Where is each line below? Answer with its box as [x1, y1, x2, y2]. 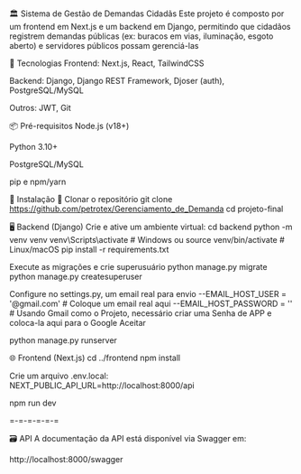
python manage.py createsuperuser [9, 271, 142, 282]
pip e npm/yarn [9, 176, 67, 187]
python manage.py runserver [9, 335, 117, 346]
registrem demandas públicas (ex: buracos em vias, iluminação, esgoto [9, 31, 274, 42]
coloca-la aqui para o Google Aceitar [9, 318, 147, 328]
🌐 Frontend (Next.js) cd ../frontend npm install [9, 352, 181, 363]
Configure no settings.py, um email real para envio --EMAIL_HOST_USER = [9, 289, 287, 299]
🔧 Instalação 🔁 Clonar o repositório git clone [9, 194, 173, 204]
